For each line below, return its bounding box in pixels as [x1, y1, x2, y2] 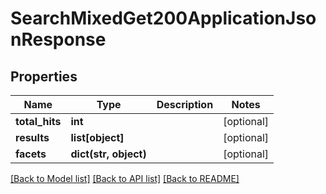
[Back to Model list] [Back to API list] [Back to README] [10, 173, 240, 184]
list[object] [70, 131, 125, 144]
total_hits [15, 115, 62, 128]
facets [15, 147, 47, 161]
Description [156, 98, 214, 111]
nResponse [10, 28, 107, 51]
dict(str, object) [70, 147, 147, 161]
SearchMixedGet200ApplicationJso [10, 7, 317, 30]
